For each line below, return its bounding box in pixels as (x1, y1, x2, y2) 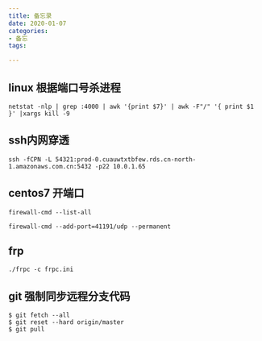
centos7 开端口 (8, 186, 85, 200)
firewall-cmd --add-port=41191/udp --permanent (8, 222, 172, 231)
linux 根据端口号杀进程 (8, 81, 121, 94)
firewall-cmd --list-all (8, 208, 92, 216)
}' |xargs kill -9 (8, 110, 70, 118)
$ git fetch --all (8, 311, 70, 319)
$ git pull (8, 326, 45, 334)
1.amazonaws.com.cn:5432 (8, 162, 92, 170)
